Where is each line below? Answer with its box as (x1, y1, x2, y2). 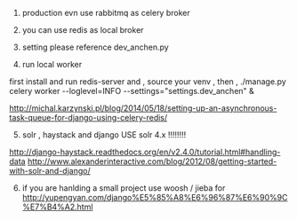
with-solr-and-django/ (9, 166, 91, 176)
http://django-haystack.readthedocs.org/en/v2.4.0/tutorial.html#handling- (9, 146, 281, 157)
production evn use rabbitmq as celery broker (21, 8, 190, 18)
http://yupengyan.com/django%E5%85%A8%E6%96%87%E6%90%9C (21, 192, 288, 202)
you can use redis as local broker (21, 25, 144, 35)
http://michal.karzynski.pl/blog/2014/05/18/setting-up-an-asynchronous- (9, 103, 277, 114)
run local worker (21, 59, 83, 69)
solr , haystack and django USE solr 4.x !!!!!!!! (21, 130, 187, 140)
